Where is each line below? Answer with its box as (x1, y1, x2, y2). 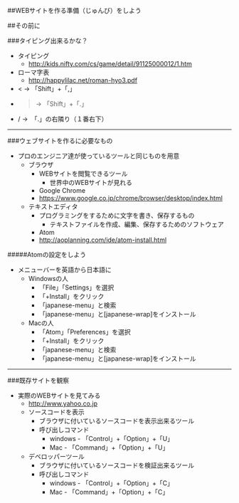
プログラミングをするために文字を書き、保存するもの (38, 211, 195, 219)
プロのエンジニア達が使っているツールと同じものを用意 (17, 152, 180, 160)
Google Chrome (38, 186, 86, 194)
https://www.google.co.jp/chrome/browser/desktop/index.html (38, 194, 223, 202)
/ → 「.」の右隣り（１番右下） (17, 115, 108, 123)
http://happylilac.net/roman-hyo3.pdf (28, 76, 137, 84)
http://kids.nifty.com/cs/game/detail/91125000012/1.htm (28, 60, 192, 68)
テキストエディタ (28, 202, 78, 211)
